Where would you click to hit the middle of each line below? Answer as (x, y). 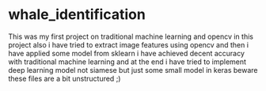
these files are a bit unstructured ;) (65, 78)
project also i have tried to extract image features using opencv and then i (129, 44)
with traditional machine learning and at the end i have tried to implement (127, 62)
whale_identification (77, 15)
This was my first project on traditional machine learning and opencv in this (131, 36)
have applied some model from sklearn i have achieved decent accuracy (127, 53)
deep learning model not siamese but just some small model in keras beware (133, 70)
